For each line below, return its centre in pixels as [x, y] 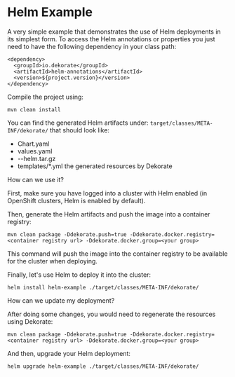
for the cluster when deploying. [53, 261]
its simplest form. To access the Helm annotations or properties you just [111, 39]
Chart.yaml [33, 144]
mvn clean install [34, 109]
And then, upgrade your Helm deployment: [69, 353]
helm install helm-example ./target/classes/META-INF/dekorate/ [103, 287]
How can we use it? [36, 179]
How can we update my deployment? [61, 300]
